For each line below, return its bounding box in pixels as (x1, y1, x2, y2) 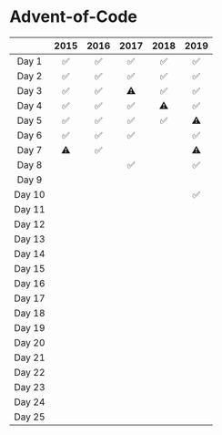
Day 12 (14, 217, 45, 230)
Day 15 (14, 262, 45, 274)
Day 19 (14, 321, 45, 334)
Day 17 (14, 292, 45, 305)
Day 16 (14, 276, 45, 289)
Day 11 (14, 202, 45, 215)
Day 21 (14, 351, 45, 364)
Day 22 (14, 366, 45, 378)
